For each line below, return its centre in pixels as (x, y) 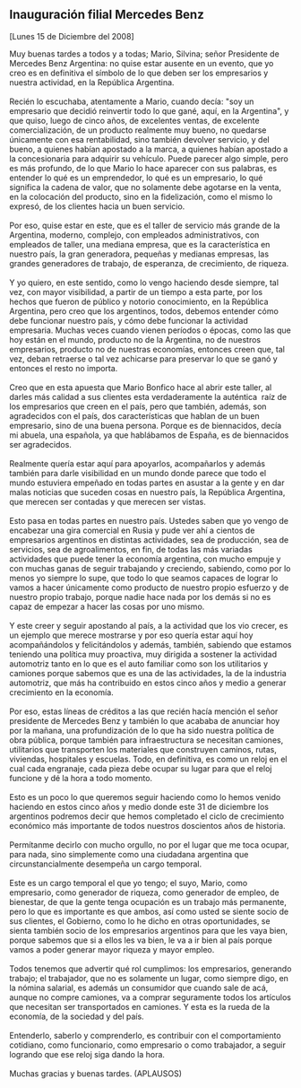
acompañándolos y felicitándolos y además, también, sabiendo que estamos (150, 644)
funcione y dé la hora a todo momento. (81, 778)
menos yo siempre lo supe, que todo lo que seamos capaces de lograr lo (144, 578)
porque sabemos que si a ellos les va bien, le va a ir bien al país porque (141, 940)
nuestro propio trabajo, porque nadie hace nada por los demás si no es (140, 596)
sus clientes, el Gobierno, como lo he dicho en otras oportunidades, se (140, 921)
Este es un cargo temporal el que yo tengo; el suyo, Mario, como (129, 883)
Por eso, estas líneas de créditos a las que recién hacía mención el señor (144, 711)
